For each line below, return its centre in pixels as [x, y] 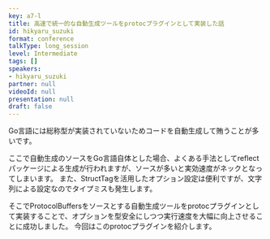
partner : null [32, 84]
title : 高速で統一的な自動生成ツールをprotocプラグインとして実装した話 [116, 24]
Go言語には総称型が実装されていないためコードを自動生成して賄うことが [130, 131]
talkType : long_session [49, 46]
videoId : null [32, 91]
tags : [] [23, 62]
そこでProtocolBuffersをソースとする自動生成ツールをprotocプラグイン [127, 206]
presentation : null [41, 99]
